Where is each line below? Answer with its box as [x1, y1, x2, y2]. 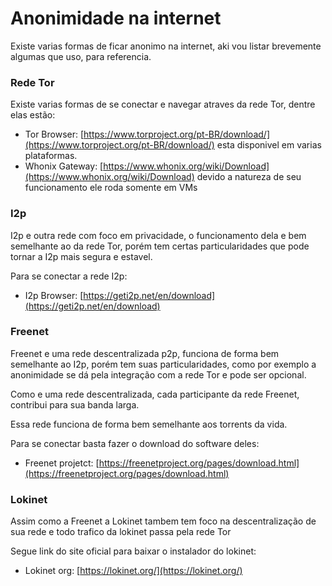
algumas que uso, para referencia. [10, 50, 152, 62]
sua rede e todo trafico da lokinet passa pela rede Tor [10, 526, 232, 538]
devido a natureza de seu [196, 171, 302, 183]
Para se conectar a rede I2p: [10, 270, 128, 282]
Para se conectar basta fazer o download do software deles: [10, 437, 260, 449]
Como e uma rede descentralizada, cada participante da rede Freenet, [10, 388, 300, 400]
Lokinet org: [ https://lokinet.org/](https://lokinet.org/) [24, 565, 243, 577]
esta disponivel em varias [216, 139, 322, 151]
